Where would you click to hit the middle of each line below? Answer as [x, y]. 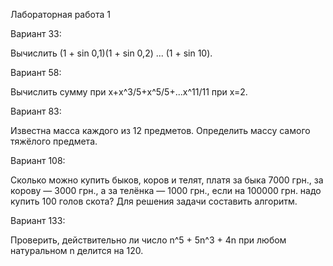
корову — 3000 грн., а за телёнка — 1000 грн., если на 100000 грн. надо [166, 190]
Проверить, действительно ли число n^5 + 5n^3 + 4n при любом [148, 240]
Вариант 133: [38, 220]
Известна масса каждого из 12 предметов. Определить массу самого [160, 130]
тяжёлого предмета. [54, 141]
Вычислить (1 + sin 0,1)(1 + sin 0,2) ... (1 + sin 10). [111, 53]
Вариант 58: [36, 72]
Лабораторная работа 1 [60, 14]
